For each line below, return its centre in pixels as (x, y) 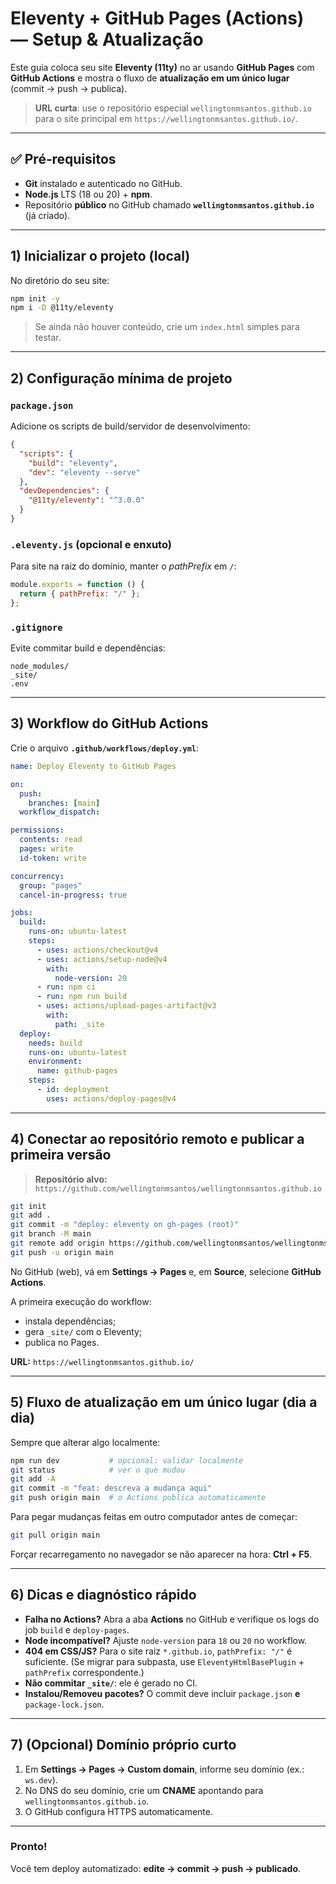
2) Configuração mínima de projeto (121, 378)
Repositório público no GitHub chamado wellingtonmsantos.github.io (169, 204)
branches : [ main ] (64, 803)
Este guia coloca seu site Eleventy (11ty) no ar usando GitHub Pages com (162, 67)
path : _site (79, 1024)
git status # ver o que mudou (98, 1470)
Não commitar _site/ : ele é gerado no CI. (111, 1683)
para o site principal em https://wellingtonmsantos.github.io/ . (166, 118)
